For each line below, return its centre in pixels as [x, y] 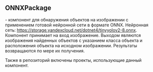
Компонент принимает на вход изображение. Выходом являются [73, 35]
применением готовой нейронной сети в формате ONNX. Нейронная [77, 25]
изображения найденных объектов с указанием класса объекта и [74, 40]
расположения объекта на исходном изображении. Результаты [71, 45]
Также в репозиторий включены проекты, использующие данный [73, 60]
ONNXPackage [28, 8]
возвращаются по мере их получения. [45, 51]
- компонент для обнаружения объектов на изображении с [67, 19]
